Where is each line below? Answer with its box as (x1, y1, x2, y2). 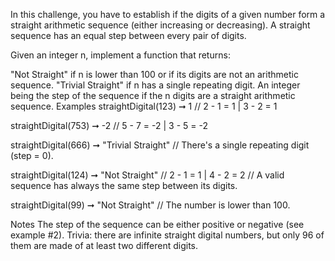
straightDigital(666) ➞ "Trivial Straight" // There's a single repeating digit (10, 139, 310, 151)
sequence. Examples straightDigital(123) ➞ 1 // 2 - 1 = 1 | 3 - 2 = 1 (10, 100, 278, 112)
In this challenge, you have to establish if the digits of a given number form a (10, 9, 326, 20)
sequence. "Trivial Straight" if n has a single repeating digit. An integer (10, 79, 301, 91)
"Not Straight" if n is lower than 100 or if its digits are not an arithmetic (10, 69, 299, 80)
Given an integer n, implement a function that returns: (10, 49, 231, 61)
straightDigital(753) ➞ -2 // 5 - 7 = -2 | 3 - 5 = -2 (10, 120, 208, 131)
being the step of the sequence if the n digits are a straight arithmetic (10, 90, 296, 101)
